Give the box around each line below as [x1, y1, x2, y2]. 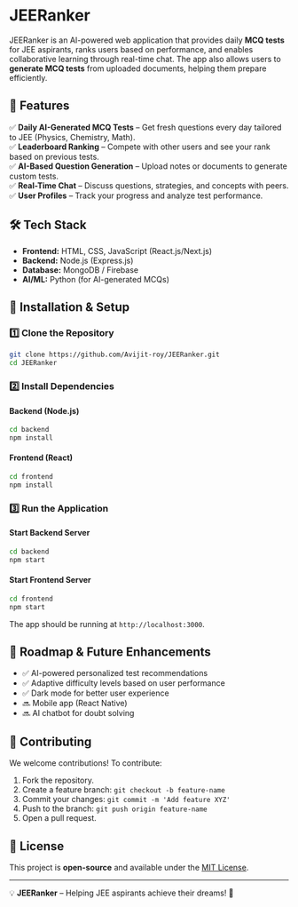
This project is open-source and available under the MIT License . [9, 863, 249, 873]
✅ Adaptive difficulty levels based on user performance [21, 678, 226, 688]
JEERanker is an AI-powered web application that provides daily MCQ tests [9, 35, 286, 45]
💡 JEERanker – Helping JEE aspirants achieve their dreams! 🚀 [9, 887, 234, 898]
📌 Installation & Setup [9, 299, 130, 314]
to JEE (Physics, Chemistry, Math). [9, 131, 136, 142]
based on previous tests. [9, 151, 99, 162]
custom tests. [9, 171, 59, 181]
